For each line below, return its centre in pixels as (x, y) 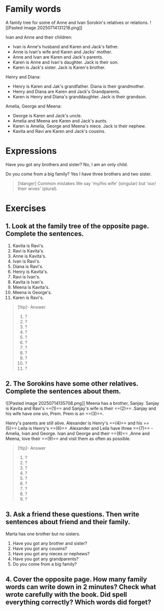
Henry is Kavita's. (30, 272)
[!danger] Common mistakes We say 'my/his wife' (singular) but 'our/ (87, 183)
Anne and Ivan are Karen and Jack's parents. (58, 57)
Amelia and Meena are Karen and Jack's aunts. (60, 121)
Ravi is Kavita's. (28, 251)
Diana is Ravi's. (28, 266)
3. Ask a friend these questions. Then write (72, 515)
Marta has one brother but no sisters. (43, 534)
